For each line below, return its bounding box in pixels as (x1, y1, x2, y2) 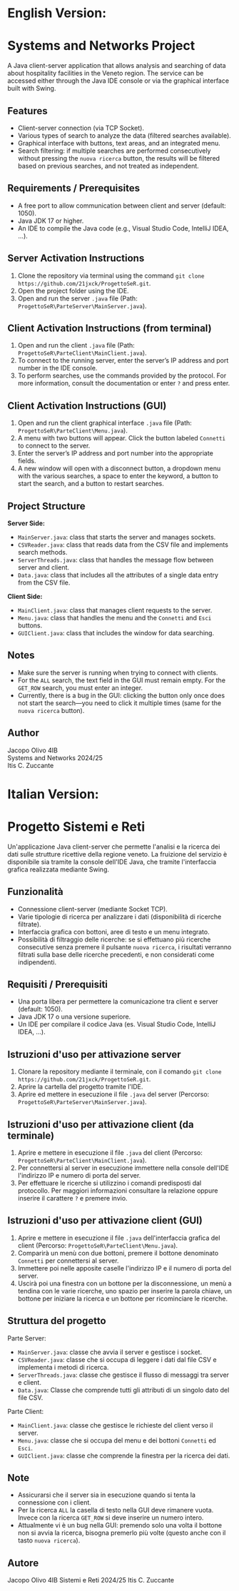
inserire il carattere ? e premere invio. (17, 1194, 128, 1202)
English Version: (7, 5, 107, 21)
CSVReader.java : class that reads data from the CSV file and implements (17, 540, 228, 549)
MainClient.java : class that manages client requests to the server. (17, 606, 213, 615)
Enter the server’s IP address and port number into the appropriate (17, 449, 214, 458)
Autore (7, 1557, 39, 1569)
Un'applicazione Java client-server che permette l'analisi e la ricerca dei (7, 842, 220, 851)
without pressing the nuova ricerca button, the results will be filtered (17, 153, 220, 162)
